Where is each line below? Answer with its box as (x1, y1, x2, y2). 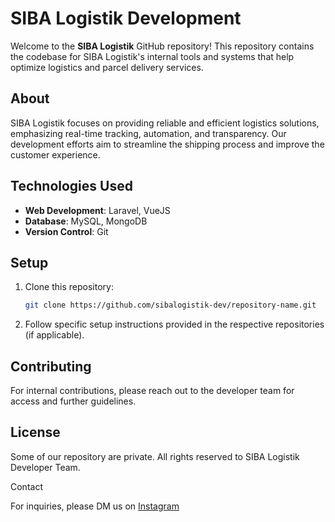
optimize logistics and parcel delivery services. (10, 61, 204, 73)
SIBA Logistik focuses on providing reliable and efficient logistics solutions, (10, 117, 320, 129)
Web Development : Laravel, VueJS (24, 204, 171, 216)
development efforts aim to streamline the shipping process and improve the (10, 138, 325, 150)
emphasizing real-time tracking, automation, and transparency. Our (10, 127, 287, 139)
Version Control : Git (24, 225, 109, 237)
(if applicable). (24, 329, 85, 341)
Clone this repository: (24, 281, 114, 293)
